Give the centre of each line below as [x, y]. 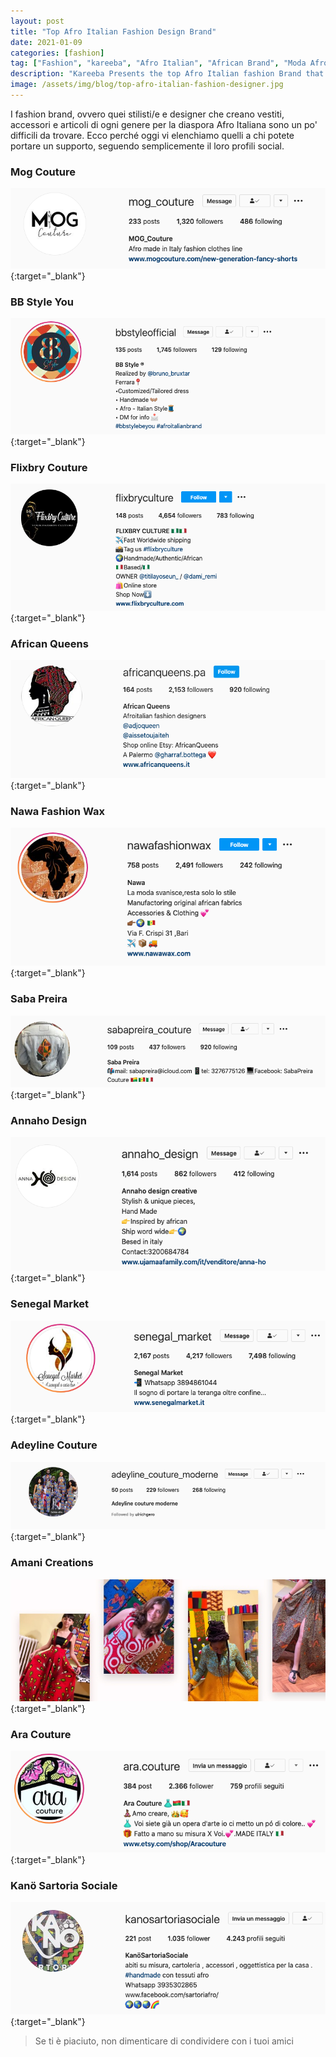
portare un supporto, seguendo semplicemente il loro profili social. [147, 146]
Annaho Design [48, 1120]
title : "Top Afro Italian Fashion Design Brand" [113, 31]
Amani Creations [52, 1563]
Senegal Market [50, 1304]
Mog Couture [43, 172]
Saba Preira [39, 999]
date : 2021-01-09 [46, 42]
